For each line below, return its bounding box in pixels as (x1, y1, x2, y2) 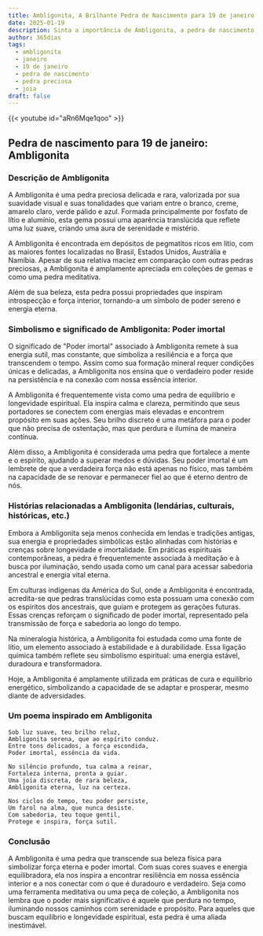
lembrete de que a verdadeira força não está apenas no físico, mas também (8, 464, 254, 474)
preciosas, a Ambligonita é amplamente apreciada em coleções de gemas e (8, 263, 254, 273)
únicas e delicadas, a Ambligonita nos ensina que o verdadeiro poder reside (8, 367, 254, 376)
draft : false (8, 92, 51, 100)
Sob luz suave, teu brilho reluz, (8, 728, 122, 736)
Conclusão (8, 835, 51, 846)
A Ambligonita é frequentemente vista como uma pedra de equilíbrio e (8, 390, 236, 400)
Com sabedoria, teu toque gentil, (8, 811, 122, 819)
